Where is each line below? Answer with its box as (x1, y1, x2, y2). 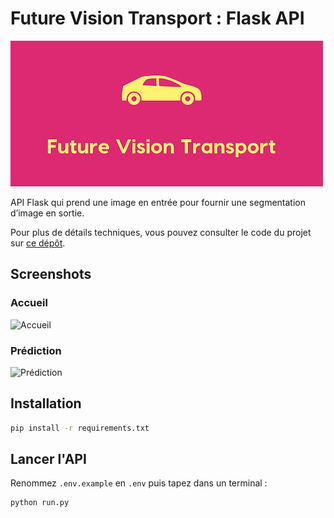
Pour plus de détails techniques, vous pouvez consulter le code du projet (10, 226, 312, 238)
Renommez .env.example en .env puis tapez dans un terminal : (10, 477, 268, 489)
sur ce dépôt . (10, 237, 66, 249)
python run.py (10, 498, 70, 508)
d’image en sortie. (10, 207, 85, 219)
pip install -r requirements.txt (10, 423, 150, 433)
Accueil (10, 296, 48, 310)
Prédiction (10, 343, 62, 357)
